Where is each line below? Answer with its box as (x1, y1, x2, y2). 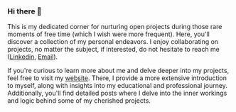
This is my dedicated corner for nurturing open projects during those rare (7, 23, 222, 31)
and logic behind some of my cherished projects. (7, 96, 151, 105)
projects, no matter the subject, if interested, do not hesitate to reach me (7, 45, 220, 54)
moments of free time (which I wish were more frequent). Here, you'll (7, 30, 210, 38)
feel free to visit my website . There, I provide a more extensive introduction (7, 74, 227, 82)
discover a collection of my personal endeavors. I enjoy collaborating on (7, 38, 219, 46)
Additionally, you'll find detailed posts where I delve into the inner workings (7, 89, 227, 98)
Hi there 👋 (7, 6, 43, 16)
